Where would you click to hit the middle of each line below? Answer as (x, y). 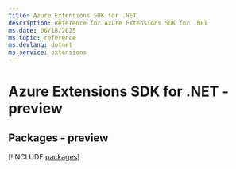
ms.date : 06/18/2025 (43, 30)
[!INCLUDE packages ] (44, 157)
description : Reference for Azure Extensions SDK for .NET (108, 23)
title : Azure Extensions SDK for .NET (72, 15)
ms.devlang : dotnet (41, 45)
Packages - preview (58, 138)
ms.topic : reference (43, 38)
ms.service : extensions (48, 52)
